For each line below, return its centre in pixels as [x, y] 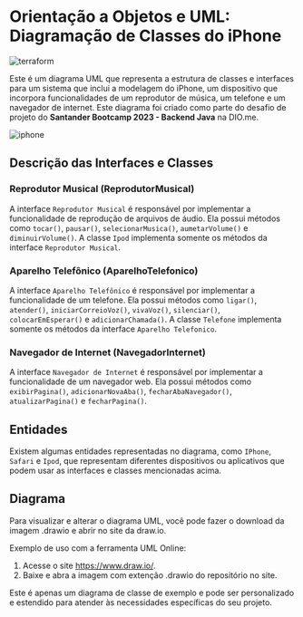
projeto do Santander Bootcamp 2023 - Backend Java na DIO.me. [134, 117]
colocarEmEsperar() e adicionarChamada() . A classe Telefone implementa [146, 319]
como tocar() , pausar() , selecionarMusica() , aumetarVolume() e [129, 227]
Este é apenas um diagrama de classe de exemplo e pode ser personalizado [152, 593]
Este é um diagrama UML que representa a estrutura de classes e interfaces [152, 78]
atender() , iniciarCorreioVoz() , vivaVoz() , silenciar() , [115, 309]
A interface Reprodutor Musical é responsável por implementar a [130, 208]
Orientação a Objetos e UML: [120, 17]
